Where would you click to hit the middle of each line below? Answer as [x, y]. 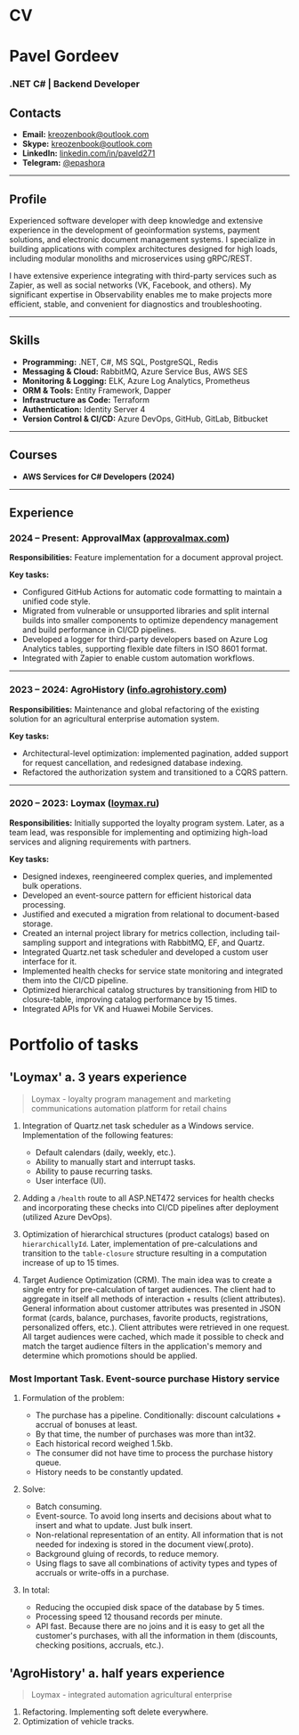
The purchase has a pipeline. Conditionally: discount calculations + [158, 1415]
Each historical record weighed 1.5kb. [104, 1444]
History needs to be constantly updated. [109, 1472]
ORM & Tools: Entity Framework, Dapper [97, 390]
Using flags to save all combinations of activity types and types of [156, 1563]
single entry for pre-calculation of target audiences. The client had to [149, 1289]
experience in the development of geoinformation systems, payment [134, 230]
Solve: [34, 1489]
